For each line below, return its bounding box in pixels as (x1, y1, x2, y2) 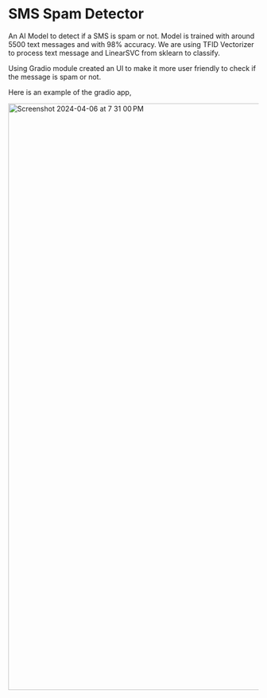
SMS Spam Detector (8, 5, 145, 23)
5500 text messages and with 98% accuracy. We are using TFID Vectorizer (8, 39, 254, 49)
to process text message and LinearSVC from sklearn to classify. (8, 48, 220, 57)
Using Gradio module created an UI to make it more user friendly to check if (8, 63, 257, 73)
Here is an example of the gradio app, (8, 87, 132, 96)
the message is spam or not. (8, 72, 102, 81)
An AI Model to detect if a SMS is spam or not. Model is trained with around (8, 31, 255, 41)
